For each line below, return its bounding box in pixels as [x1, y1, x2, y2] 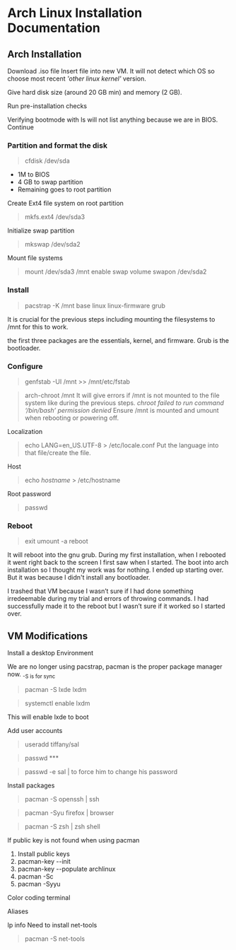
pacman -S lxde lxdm [24, 685, 87, 693]
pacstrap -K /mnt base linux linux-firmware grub [24, 301, 166, 310]
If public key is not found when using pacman [7, 835, 140, 844]
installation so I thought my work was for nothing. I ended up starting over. [7, 565, 224, 574]
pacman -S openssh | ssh [24, 794, 100, 803]
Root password [7, 489, 52, 498]
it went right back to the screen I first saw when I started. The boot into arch [7, 558, 229, 567]
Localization [7, 427, 43, 435]
